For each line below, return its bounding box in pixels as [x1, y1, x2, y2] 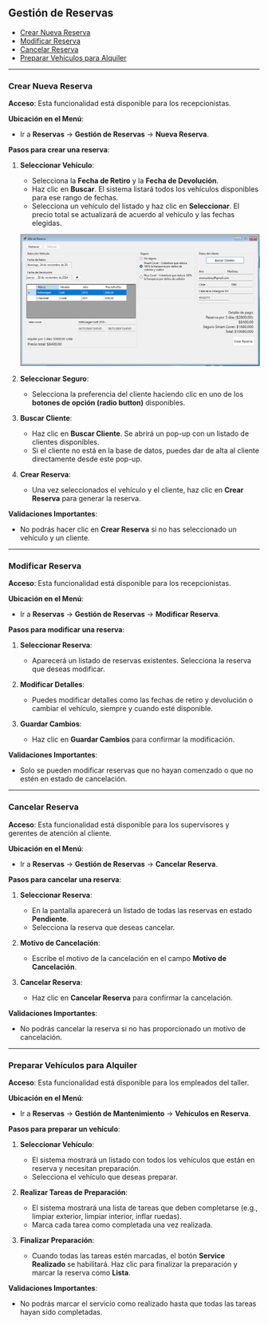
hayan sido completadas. [19, 1307, 103, 1317]
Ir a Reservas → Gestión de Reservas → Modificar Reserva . [19, 610, 221, 619]
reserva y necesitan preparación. [31, 1164, 141, 1173]
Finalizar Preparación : [19, 1236, 95, 1245]
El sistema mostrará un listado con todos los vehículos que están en [31, 1155, 255, 1165]
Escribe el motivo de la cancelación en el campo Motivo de [31, 953, 227, 963]
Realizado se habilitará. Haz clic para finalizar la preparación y [31, 1260, 238, 1269]
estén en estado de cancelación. [19, 774, 128, 784]
